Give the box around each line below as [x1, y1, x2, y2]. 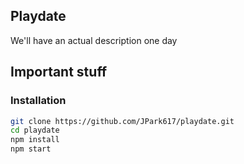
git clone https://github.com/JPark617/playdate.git [10, 116, 235, 126]
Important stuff [10, 64, 108, 81]
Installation [10, 94, 67, 108]
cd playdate [10, 125, 60, 136]
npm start [10, 144, 52, 154]
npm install [10, 135, 60, 145]
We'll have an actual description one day [10, 34, 178, 46]
